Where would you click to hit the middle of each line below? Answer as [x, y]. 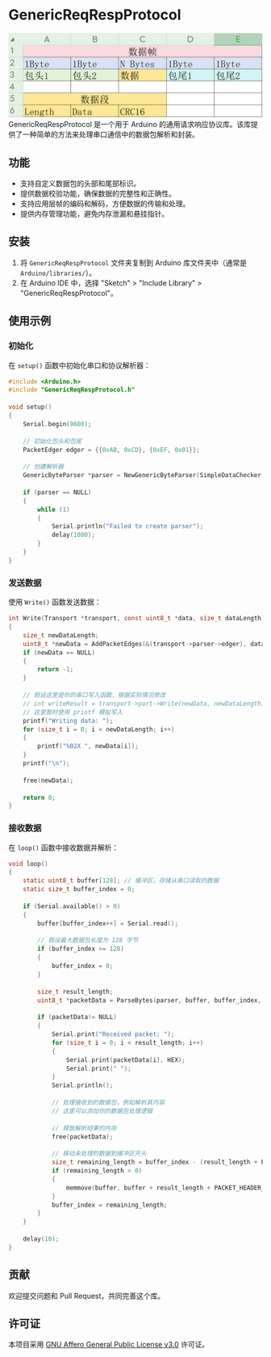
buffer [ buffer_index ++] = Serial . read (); [108, 924]
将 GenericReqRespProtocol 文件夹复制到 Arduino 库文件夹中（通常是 [133, 262]
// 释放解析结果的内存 [84, 1128]
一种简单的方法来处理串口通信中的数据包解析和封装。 [110, 134]
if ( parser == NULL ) [57, 492]
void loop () [28, 864]
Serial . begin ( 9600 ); [57, 424]
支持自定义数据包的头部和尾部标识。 [80, 184]
